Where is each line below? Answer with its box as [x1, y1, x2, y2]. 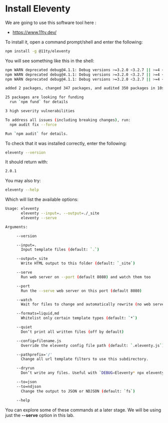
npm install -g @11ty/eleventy [5, 49, 70, 54]
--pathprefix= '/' [16, 352, 52, 357]
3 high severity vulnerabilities [5, 109, 75, 114]
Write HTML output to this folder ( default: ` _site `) [20, 261, 135, 266]
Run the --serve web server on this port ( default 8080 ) [20, 288, 142, 293]
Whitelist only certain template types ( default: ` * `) [20, 316, 137, 321]
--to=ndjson [16, 384, 41, 389]
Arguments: [5, 224, 28, 229]
